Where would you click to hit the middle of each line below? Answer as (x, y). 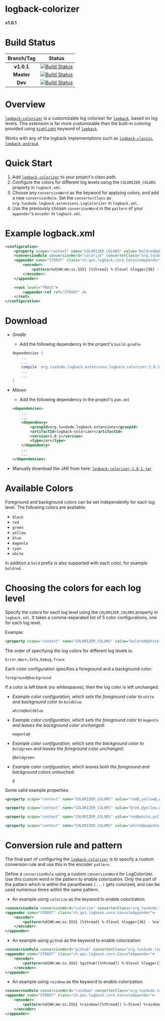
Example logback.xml (50, 233)
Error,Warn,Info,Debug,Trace (35, 659)
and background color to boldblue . (47, 702)
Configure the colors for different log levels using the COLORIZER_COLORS (84, 182)
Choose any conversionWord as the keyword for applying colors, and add (85, 193)
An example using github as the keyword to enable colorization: (77, 940)
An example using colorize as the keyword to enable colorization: (79, 899)
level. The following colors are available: (46, 507)
